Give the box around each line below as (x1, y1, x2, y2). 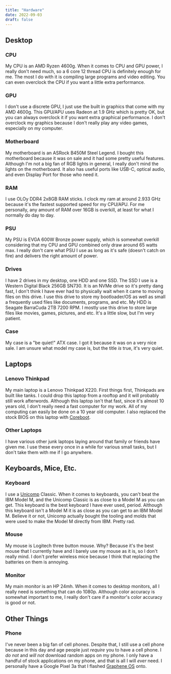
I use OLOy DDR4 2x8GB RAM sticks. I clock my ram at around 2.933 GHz (5, 195, 161, 202)
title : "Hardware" (5, 7, 44, 13)
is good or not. (5, 599, 36, 606)
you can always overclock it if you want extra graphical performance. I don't (5, 115, 165, 121)
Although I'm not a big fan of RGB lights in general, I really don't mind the (5, 161, 159, 167)
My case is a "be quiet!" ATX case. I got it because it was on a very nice (5, 340, 157, 346)
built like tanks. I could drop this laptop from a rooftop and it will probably (5, 392, 159, 398)
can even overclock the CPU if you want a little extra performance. (5, 79, 145, 85)
